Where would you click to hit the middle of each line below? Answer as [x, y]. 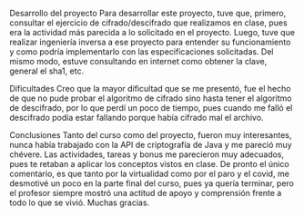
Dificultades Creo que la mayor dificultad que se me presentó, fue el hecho [150, 89]
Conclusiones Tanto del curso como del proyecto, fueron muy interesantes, [151, 135]
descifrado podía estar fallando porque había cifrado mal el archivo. [137, 118]
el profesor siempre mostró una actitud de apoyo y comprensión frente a [146, 193]
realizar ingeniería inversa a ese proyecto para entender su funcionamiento [150, 42]
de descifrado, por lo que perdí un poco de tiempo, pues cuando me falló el [151, 108]
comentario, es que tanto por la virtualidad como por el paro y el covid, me [149, 173]
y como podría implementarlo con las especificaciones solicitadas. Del [142, 52]
